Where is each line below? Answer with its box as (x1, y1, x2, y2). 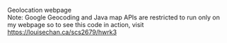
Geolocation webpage (7, 6, 72, 14)
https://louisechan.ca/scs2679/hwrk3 (7, 28, 117, 36)
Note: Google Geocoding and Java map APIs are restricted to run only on (7, 13, 221, 21)
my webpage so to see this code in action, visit (7, 21, 144, 28)
